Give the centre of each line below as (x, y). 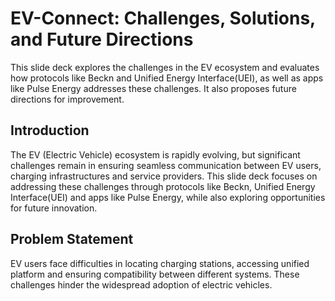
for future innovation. (54, 208)
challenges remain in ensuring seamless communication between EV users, (166, 165)
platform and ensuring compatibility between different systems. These (155, 274)
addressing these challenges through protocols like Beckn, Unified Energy (163, 186)
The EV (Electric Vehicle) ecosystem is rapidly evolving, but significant (155, 154)
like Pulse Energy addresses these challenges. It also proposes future (153, 88)
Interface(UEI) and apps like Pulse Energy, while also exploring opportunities (168, 197)
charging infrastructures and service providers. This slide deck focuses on (164, 176)
